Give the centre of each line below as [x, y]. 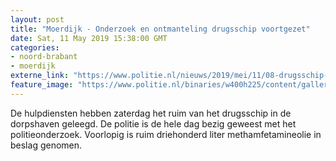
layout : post [37, 19]
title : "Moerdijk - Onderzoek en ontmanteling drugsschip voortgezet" [160, 29]
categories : [35, 47]
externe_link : [40, 76]
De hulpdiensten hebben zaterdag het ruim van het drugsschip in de [151, 113]
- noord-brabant [44, 57]
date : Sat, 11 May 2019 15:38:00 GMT [89, 38]
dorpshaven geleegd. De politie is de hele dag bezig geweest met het [153, 123]
